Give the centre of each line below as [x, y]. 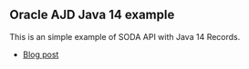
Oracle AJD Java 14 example [92, 15]
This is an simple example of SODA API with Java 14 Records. [125, 36]
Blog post [41, 54]
